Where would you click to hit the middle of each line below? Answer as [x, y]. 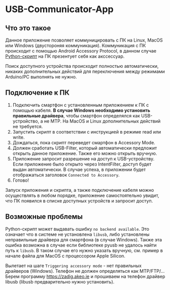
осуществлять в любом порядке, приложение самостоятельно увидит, [82, 195]
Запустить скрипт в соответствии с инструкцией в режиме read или [87, 132]
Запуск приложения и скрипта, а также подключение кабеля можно [80, 190]
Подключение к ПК [38, 93]
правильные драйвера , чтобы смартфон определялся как [76, 115]
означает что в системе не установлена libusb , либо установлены [77, 234]
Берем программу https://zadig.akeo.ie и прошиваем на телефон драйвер [85, 276]
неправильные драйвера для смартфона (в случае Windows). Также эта [84, 239]
